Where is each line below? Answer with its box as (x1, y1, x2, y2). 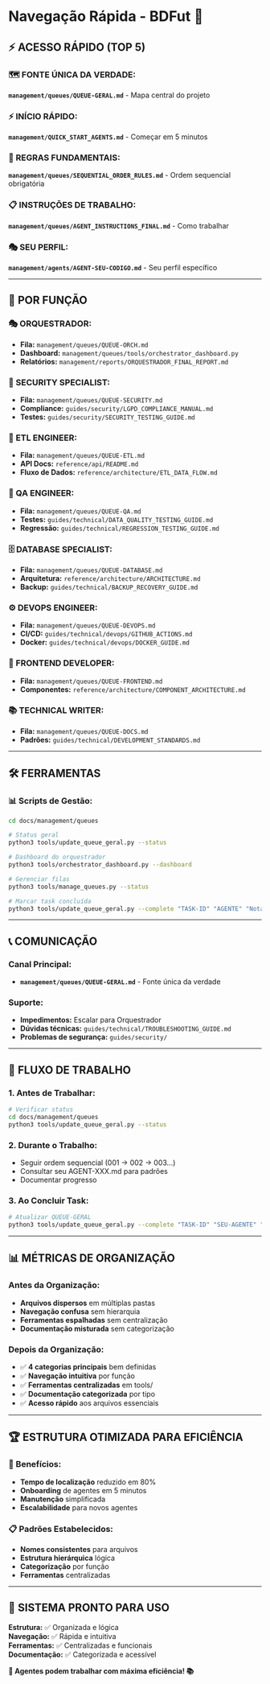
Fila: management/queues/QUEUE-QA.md (19, 506, 141, 516)
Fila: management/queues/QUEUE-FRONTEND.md (19, 676, 163, 686)
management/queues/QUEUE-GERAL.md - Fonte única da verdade (19, 977, 221, 986)
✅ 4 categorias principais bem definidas (19, 1362, 157, 1372)
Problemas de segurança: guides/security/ (19, 1032, 168, 1042)
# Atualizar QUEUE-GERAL (8, 1213, 92, 1221)
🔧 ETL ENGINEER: (8, 432, 78, 443)
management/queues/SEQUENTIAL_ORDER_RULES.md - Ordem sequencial (8, 171, 231, 180)
